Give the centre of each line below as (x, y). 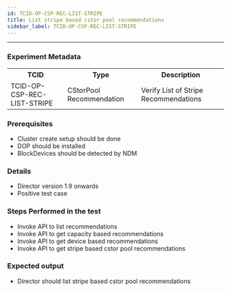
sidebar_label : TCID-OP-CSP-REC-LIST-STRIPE (72, 26)
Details (19, 171)
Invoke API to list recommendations (67, 226)
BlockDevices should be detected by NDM (77, 153)
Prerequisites (30, 123)
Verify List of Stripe (172, 90)
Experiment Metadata (44, 57)
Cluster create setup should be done (69, 138)
